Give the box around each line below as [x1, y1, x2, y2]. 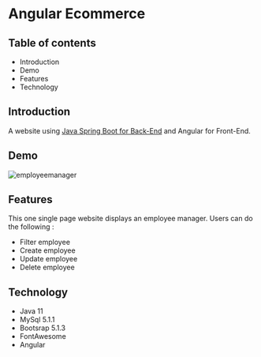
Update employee [19, 254, 78, 264]
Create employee [19, 246, 76, 255]
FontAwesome [19, 332, 67, 341]
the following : [8, 222, 54, 231]
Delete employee [19, 262, 75, 272]
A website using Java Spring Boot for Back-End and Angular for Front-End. [8, 126, 251, 135]
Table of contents [8, 36, 96, 50]
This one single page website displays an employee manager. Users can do [8, 214, 254, 224]
